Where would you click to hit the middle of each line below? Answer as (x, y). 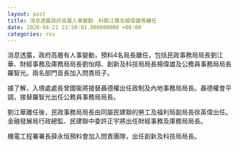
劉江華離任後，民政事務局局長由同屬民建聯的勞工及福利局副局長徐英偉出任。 (119, 112)
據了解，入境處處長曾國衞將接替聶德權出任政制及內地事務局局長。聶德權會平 (119, 88)
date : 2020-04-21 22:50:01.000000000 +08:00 (74, 27)
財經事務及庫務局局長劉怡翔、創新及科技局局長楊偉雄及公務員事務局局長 (126, 64)
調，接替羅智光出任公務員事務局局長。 (63, 97)
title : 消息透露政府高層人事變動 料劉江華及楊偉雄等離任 (82, 21)
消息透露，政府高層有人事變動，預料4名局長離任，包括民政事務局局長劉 (112, 55)
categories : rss (31, 34)
